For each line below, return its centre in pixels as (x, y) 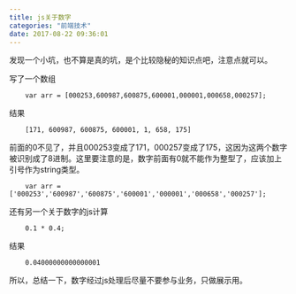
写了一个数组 (32, 79)
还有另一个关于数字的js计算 (59, 212)
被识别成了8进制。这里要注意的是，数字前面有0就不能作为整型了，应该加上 (146, 159)
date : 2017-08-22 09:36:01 (59, 34)
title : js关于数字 (41, 17)
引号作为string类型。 (47, 170)
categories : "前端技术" (50, 26)
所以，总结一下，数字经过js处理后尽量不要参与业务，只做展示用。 (128, 281)
